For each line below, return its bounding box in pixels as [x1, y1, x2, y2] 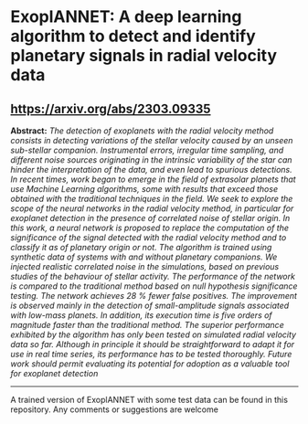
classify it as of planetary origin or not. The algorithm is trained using [10, 242, 272, 252]
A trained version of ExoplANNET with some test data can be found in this [10, 395, 289, 405]
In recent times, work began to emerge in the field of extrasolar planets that [10, 174, 296, 185]
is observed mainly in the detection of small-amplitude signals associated [10, 300, 290, 311]
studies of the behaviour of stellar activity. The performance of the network [10, 271, 296, 281]
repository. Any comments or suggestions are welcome [10, 404, 218, 415]
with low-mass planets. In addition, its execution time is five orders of [10, 310, 272, 321]
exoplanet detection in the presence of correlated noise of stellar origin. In [10, 213, 291, 223]
